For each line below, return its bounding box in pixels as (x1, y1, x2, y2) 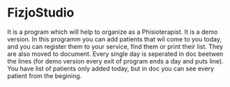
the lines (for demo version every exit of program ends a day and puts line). (7, 57, 224, 65)
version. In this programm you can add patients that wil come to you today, (7, 35, 222, 43)
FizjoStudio (7, 5, 75, 21)
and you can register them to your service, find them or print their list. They (7, 42, 224, 50)
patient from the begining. (7, 71, 82, 80)
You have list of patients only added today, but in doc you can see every (7, 64, 215, 72)
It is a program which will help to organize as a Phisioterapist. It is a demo (7, 28, 218, 36)
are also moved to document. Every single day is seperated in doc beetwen (7, 50, 224, 58)
